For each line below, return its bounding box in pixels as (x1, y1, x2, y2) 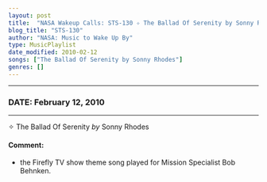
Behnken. (19, 166, 52, 176)
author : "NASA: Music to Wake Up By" (8, 33, 133, 42)
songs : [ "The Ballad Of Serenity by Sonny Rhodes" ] (8, 56, 183, 64)
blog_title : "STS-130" (8, 26, 83, 34)
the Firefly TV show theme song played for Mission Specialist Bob (19, 157, 236, 167)
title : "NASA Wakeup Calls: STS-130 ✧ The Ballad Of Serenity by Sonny (8, 19, 254, 27)
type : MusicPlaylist (8, 41, 77, 49)
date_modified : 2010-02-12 (8, 48, 98, 56)
